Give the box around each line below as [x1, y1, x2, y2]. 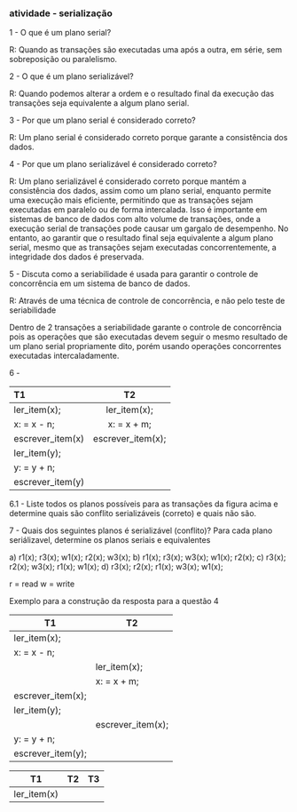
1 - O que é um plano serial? [9, 28, 112, 38]
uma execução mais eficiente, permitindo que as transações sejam [9, 195, 254, 206]
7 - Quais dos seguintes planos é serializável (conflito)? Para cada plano [9, 525, 273, 536]
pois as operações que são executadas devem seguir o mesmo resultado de [9, 331, 288, 342]
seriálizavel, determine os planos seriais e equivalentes [9, 535, 211, 545]
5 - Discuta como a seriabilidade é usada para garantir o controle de [9, 269, 259, 280]
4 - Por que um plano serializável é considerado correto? [9, 159, 217, 170]
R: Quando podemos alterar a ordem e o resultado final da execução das [9, 88, 275, 100]
